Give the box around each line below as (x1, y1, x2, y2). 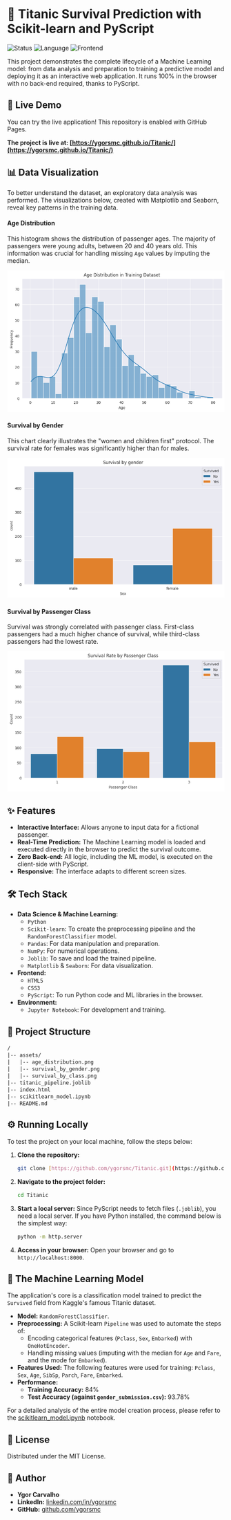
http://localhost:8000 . (17, 1253, 85, 1261)
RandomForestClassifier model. (27, 932, 117, 940)
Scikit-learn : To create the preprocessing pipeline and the (27, 925, 196, 933)
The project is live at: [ (7, 138, 72, 147)
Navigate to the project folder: (17, 1177, 106, 1185)
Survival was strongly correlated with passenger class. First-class (7, 622, 194, 631)
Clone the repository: (17, 1151, 80, 1159)
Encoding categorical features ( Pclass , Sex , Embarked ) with (27, 1334, 192, 1342)
